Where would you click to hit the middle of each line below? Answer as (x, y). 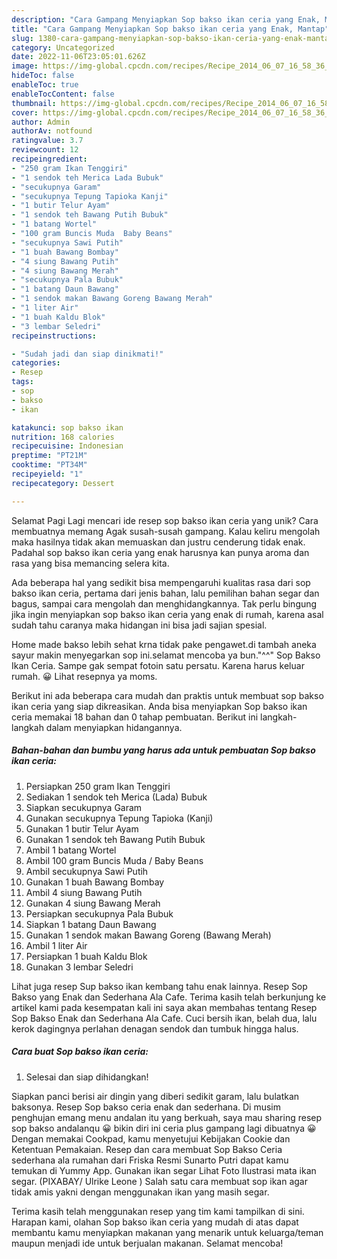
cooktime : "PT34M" (49, 465)
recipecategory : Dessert (63, 483)
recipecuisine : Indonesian (67, 446)
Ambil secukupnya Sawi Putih (87, 871)
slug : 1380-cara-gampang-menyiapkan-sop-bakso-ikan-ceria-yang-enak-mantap (172, 38)
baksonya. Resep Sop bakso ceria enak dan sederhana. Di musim (146, 1107)
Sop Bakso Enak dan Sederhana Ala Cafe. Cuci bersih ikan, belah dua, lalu (164, 1018)
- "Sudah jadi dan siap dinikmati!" (87, 354)
